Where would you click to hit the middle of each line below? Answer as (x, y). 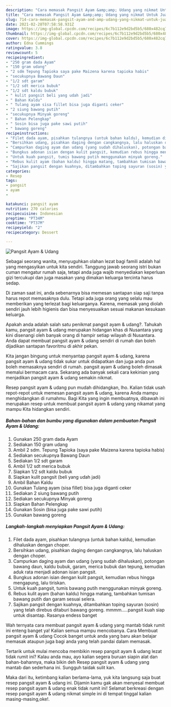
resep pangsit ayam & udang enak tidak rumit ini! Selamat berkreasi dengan (85, 688)
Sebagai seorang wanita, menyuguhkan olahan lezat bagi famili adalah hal (83, 261)
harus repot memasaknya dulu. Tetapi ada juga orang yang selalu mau (79, 298)
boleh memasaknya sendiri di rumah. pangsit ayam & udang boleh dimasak (84, 366)
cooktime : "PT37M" (25, 223)
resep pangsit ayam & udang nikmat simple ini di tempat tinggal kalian (79, 693)
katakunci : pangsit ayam (32, 204)
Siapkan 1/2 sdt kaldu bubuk (43, 472)
